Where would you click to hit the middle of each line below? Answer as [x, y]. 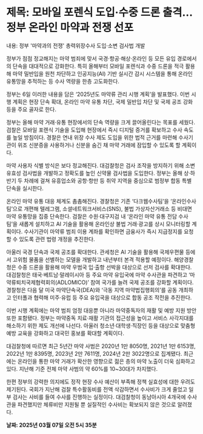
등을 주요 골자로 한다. [31, 109]
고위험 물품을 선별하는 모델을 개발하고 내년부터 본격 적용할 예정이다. [92, 259]
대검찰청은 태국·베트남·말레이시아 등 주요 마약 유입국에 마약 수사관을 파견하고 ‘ [98, 274]
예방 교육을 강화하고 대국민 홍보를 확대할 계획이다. [65, 333]
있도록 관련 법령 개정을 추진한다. [57, 239]
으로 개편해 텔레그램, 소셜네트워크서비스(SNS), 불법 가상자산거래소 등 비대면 [102, 209]
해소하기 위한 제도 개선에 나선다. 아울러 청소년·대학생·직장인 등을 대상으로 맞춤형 [101, 325]
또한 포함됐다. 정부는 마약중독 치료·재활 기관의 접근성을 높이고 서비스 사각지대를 [100, 318]
